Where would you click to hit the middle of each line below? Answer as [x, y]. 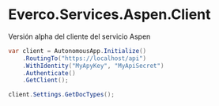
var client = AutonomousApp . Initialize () [77, 51]
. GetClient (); [45, 81]
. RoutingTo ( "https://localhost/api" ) [85, 58]
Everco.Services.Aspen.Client [109, 15]
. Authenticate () [49, 73]
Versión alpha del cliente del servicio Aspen [79, 36]
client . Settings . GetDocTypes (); [61, 95]
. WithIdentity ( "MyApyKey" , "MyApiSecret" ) [93, 66]
